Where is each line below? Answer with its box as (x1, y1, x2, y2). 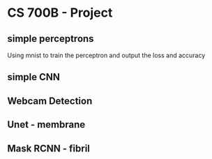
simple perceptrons (7, 33, 94, 45)
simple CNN (7, 71, 61, 83)
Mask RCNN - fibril (7, 142, 91, 154)
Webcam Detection (7, 95, 93, 107)
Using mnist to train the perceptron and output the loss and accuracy (7, 51, 206, 59)
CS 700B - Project (7, 5, 113, 21)
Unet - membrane (7, 119, 86, 130)
